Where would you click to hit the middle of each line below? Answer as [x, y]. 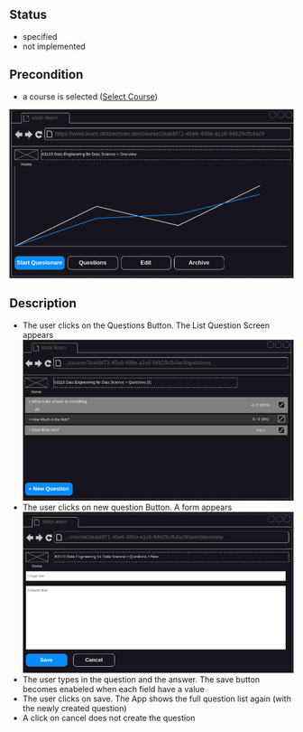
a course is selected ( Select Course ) [90, 96]
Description [43, 303]
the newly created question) [75, 708]
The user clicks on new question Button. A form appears [127, 507]
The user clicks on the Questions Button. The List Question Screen [146, 325]
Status [28, 15]
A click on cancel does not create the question [109, 718]
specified [40, 36]
